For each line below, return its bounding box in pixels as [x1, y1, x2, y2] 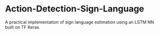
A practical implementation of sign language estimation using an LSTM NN [5, 19, 154, 25]
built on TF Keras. [5, 24, 40, 30]
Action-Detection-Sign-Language [5, 3, 144, 14]
